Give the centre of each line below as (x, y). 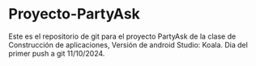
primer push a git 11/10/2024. (57, 53)
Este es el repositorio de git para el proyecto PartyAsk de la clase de (122, 36)
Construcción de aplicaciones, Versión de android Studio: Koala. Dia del (128, 44)
